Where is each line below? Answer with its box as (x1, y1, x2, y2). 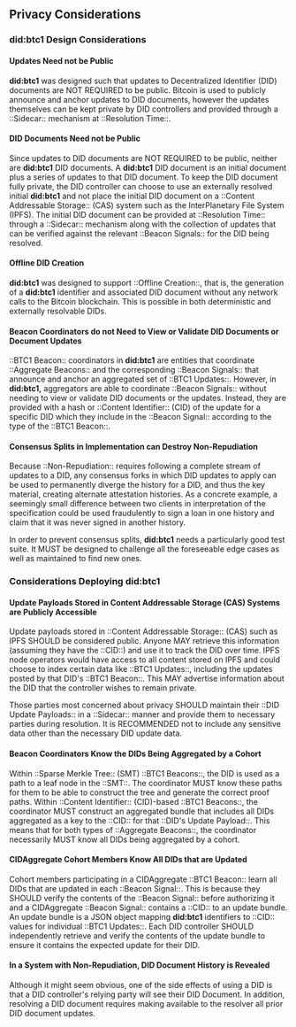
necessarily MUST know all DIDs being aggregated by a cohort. (9, 834, 240, 845)
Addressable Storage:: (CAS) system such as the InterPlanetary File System (9, 199, 285, 211)
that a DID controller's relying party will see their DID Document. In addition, (9, 989, 285, 1000)
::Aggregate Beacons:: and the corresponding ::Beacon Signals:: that (9, 365, 259, 375)
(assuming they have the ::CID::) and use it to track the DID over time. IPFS (9, 645, 280, 656)
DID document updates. (9, 1008, 95, 1019)
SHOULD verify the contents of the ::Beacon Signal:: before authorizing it (9, 892, 276, 903)
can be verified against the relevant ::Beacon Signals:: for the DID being (9, 228, 269, 238)
